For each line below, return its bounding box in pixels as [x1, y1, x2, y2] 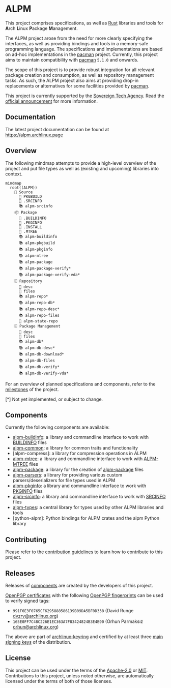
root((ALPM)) [10, 185, 38, 190]
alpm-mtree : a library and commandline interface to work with [12, 456, 143, 462]
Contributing [5, 535, 47, 544]
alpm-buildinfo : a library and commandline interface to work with [12, 434, 149, 440]
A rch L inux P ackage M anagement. [5, 25, 78, 31]
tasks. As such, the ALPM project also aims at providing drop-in [5, 77, 139, 83]
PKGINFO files [12, 488, 43, 494]
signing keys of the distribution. [5, 639, 72, 645]
